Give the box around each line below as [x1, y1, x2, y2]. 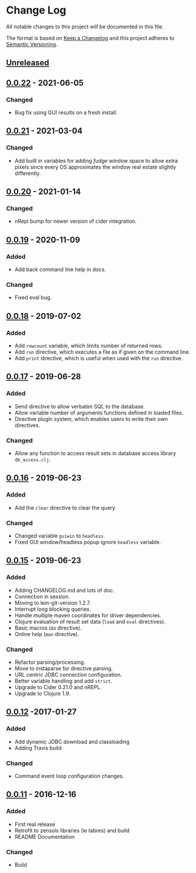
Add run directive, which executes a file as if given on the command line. [14, 348, 191, 355]
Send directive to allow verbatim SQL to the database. [14, 403, 145, 410]
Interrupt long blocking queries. [14, 605, 91, 612]
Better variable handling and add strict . [14, 677, 113, 684]
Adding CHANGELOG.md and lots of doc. [14, 587, 114, 594]
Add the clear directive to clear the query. [14, 504, 117, 511]
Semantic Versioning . [6, 41, 58, 48]
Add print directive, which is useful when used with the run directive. [14, 355, 183, 362]
